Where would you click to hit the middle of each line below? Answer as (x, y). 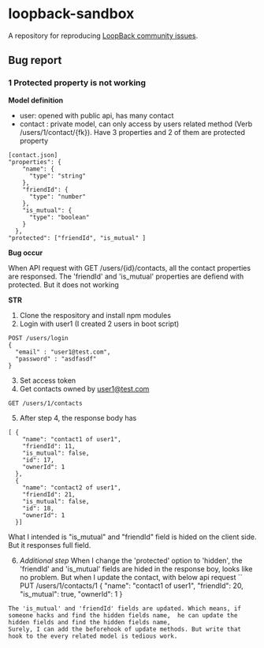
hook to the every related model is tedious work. (93, 636)
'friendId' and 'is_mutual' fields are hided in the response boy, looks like (136, 568)
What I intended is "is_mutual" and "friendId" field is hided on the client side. (132, 537)
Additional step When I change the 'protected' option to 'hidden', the (131, 560)
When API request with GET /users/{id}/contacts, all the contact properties (129, 268)
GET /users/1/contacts (45, 403)
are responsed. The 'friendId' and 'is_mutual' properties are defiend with (126, 276)
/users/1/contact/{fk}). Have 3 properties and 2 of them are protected (132, 132)
